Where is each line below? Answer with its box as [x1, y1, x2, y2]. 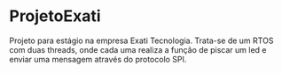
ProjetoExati [9, 6, 101, 26]
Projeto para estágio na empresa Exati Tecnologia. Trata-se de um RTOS [9, 35, 274, 46]
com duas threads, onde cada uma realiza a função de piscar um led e [9, 44, 267, 55]
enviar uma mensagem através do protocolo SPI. [9, 54, 187, 64]
